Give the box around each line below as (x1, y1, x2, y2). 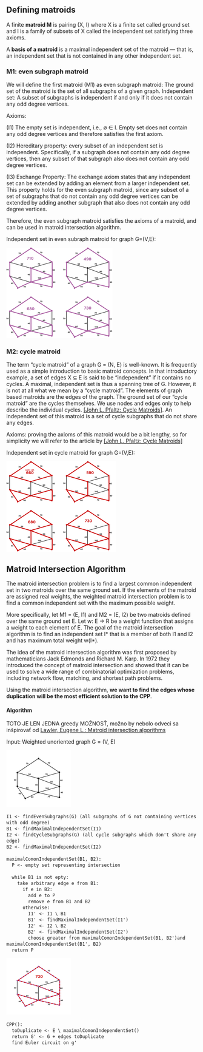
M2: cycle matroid (6, 347, 61, 356)
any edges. (6, 419, 35, 427)
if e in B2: (22, 886, 53, 893)
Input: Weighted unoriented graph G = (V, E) (6, 738, 116, 745)
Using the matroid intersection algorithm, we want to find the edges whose (6, 686, 195, 694)
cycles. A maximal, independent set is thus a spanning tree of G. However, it (6, 381, 196, 388)
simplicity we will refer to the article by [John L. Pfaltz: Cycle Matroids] (6, 437, 183, 445)
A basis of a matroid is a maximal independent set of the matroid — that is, (6, 46, 194, 53)
